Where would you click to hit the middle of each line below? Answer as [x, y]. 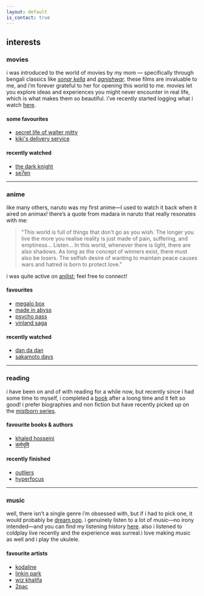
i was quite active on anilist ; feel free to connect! [67, 276]
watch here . [21, 105]
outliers [25, 472]
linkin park [28, 573]
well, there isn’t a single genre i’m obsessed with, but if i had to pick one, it [100, 513]
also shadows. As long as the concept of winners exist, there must [104, 251]
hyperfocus [29, 479]
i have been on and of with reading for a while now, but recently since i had [100, 391]
